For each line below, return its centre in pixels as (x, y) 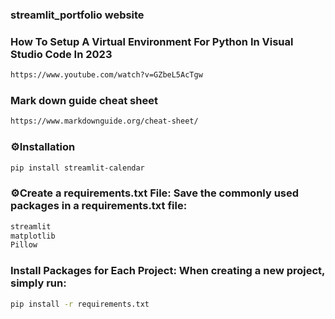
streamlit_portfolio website (77, 15)
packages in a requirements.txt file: (99, 206)
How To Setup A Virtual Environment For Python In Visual (152, 41)
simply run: (38, 283)
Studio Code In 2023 (61, 54)
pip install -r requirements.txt (80, 304)
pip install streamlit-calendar (77, 168)
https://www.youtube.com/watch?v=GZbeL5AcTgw (106, 75)
